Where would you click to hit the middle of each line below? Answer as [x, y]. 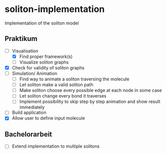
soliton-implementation [55, 9]
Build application [29, 112]
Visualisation [25, 50]
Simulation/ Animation [34, 73]
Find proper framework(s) [46, 56]
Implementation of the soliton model [42, 23]
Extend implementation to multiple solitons [56, 146]
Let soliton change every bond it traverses [63, 96]
